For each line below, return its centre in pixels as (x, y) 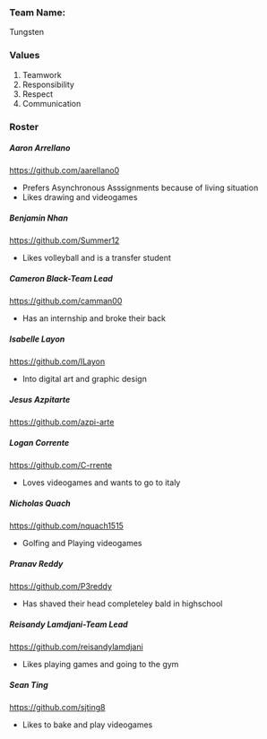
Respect (38, 94)
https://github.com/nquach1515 (66, 526)
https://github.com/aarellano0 (65, 170)
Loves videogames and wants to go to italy (101, 483)
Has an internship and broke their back (94, 318)
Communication (52, 103)
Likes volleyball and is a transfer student (97, 258)
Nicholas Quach (40, 503)
